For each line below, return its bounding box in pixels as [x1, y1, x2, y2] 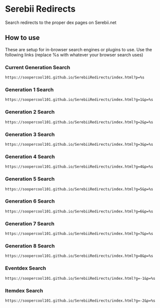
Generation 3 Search [5, 131, 55, 137]
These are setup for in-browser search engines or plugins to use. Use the [5, 46, 152, 52]
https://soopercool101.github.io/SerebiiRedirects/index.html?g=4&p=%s [5, 164, 153, 169]
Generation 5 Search [5, 175, 55, 182]
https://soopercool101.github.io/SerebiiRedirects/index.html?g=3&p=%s [5, 142, 153, 147]
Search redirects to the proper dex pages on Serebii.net [5, 19, 117, 25]
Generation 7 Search [5, 220, 54, 227]
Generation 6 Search [5, 198, 55, 205]
